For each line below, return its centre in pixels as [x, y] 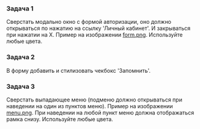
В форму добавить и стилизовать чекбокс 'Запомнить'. [79, 70]
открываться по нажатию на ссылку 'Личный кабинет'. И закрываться [98, 28]
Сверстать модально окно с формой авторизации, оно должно [89, 22]
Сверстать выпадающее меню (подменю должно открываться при [94, 100]
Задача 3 [21, 86]
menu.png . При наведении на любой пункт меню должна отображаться [100, 112]
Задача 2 [20, 57]
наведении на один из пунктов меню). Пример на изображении [90, 106]
